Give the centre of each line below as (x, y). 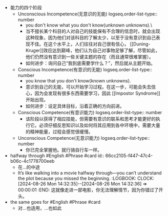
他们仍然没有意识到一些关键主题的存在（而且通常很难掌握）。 (89, 57)
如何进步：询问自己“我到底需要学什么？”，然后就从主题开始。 (90, 63)
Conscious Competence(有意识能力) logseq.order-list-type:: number (90, 112)
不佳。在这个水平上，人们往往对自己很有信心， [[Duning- (90, 44)
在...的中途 (29, 167)
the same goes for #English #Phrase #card (55, 202)
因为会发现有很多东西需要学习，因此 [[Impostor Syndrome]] (97, 93)
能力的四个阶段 (26, 7)
